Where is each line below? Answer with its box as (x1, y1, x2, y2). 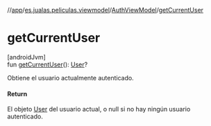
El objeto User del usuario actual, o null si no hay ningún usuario (7, 105, 191, 114)
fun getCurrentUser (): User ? (7, 60, 88, 69)
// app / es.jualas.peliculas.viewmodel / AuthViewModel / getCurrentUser (7, 6, 203, 14)
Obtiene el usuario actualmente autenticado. (7, 73, 134, 82)
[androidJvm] (7, 53, 47, 61)
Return (7, 89, 28, 98)
